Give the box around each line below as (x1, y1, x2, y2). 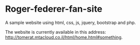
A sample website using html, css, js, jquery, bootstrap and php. (5, 20, 136, 25)
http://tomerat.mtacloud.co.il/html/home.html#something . (5, 34, 123, 40)
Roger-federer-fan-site (5, 3, 103, 15)
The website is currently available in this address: (5, 29, 106, 35)
